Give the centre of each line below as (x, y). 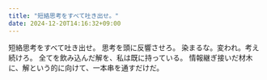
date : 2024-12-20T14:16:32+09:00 (65, 23)
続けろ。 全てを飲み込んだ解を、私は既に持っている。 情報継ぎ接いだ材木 (131, 57)
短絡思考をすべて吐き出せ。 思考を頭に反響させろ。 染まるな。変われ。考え (134, 47)
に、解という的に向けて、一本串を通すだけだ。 (86, 67)
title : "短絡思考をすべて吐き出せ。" (64, 16)
